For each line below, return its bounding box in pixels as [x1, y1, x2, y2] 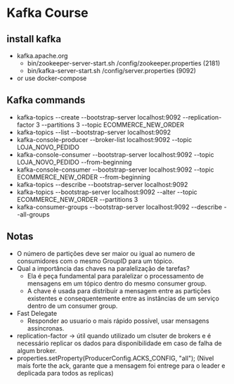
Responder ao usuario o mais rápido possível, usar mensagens [27, 316, 209, 325]
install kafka [6, 33, 61, 45]
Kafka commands [6, 94, 86, 106]
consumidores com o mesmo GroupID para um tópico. [16, 257, 174, 265]
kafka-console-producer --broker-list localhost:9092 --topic [16, 135, 193, 143]
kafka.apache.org [16, 51, 68, 60]
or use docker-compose [16, 74, 87, 82]
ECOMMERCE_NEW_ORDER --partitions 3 [16, 195, 138, 203]
